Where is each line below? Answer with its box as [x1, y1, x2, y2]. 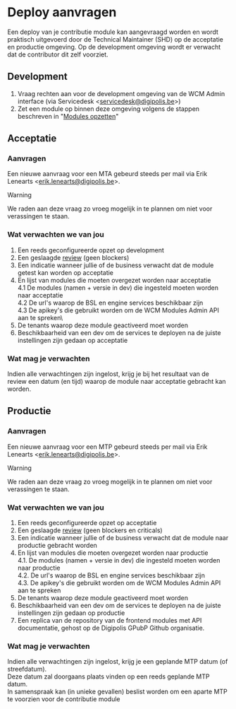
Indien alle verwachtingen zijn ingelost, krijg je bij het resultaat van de [7, 370, 209, 378]
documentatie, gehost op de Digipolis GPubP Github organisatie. [17, 623, 205, 633]
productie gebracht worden [17, 541, 97, 550]
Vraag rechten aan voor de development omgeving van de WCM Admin [17, 89, 225, 98]
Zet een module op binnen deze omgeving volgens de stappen [17, 104, 199, 113]
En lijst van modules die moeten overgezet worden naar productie [17, 549, 209, 557]
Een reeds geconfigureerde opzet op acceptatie [17, 519, 157, 527]
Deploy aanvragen [7, 4, 117, 20]
